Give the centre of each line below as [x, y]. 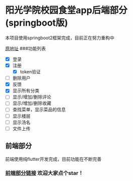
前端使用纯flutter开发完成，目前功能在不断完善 [53, 159]
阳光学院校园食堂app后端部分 [66, 10]
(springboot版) [37, 23]
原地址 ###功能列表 [26, 48]
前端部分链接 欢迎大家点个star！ [44, 173]
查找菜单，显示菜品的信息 [39, 110]
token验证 [30, 72]
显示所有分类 [26, 90]
